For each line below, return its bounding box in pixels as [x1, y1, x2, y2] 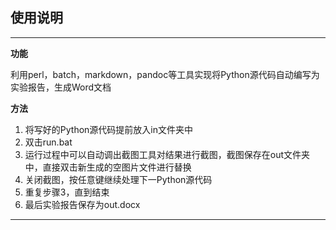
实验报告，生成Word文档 [10, 81, 112, 93]
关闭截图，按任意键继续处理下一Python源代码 [24, 173, 213, 185]
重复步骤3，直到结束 [24, 186, 110, 198]
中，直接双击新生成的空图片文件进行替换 [24, 161, 192, 173]
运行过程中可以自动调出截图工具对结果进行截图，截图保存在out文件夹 [24, 148, 311, 160]
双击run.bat [24, 136, 73, 148]
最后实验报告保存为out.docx [24, 198, 141, 210]
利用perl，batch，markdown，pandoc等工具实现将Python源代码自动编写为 [10, 68, 320, 80]
